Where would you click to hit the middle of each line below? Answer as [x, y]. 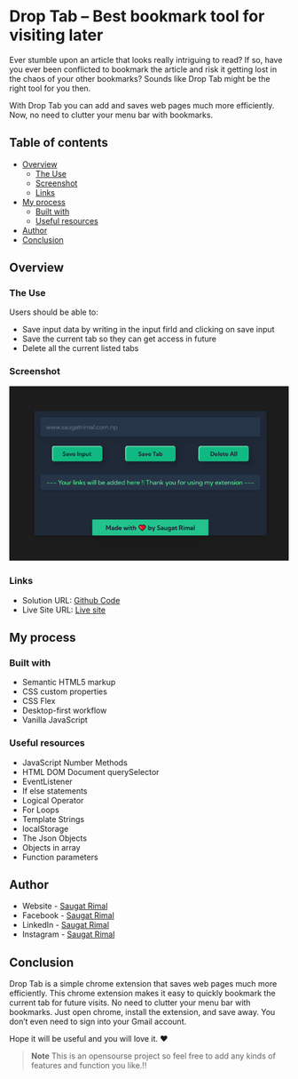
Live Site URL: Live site [64, 610]
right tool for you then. [50, 88]
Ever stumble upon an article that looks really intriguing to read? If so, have [146, 60]
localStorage [45, 828]
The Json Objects [54, 838]
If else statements [55, 791]
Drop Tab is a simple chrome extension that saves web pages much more [143, 984]
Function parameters [60, 857]
